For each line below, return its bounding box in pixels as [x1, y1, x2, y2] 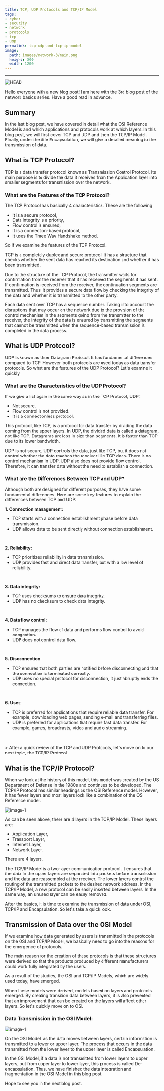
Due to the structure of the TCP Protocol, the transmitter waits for [5, 272, 137, 278]
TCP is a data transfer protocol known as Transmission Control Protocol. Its [5, 169, 156, 175]
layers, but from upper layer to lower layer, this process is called [5, 1061, 134, 1067]
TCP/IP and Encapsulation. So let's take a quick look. [5, 906, 111, 912]
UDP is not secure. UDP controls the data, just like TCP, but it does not [5, 448, 146, 454]
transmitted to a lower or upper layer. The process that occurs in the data [5, 1041, 152, 1047]
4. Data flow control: [5, 617, 47, 623]
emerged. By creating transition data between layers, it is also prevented [5, 993, 151, 999]
